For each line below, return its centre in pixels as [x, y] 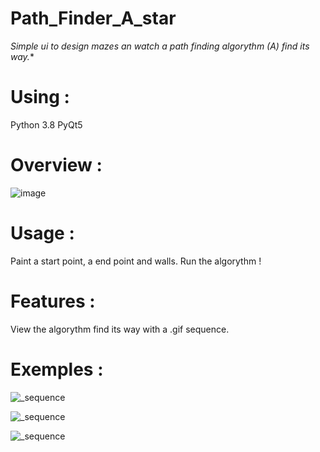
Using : [40, 97]
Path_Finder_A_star [93, 18]
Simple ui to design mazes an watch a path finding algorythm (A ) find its [160, 46]
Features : [53, 301]
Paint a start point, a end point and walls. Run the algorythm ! [136, 261]
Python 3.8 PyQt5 [46, 124]
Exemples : [57, 369]
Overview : [56, 165]
